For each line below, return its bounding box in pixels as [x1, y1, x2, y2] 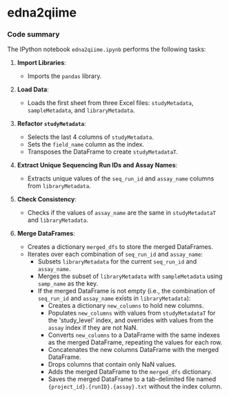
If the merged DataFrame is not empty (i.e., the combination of [37, 287, 215, 295]
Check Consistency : [17, 195, 77, 203]
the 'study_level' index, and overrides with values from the [48, 316, 214, 324]
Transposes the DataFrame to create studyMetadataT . [27, 147, 179, 156]
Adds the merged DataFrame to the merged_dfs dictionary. [48, 368, 212, 376]
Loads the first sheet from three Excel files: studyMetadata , [27, 99, 194, 107]
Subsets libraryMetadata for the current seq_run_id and [37, 257, 197, 266]
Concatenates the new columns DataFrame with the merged [48, 346, 219, 354]
